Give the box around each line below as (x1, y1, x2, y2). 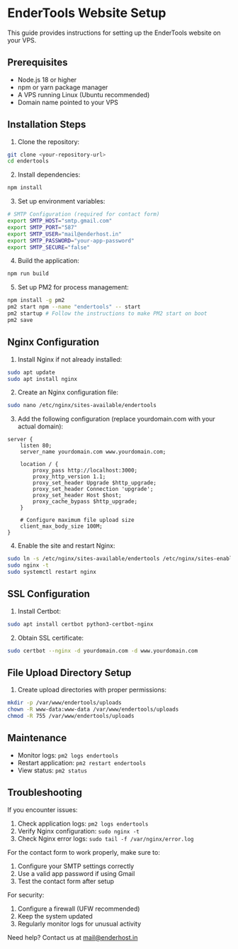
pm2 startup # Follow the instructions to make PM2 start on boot (7, 310, 208, 317)
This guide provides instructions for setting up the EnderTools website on (7, 28, 221, 37)
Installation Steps (7, 118, 86, 131)
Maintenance (7, 732, 67, 744)
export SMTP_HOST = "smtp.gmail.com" (7, 218, 113, 225)
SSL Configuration (7, 588, 91, 600)
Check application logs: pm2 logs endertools (17, 819, 149, 828)
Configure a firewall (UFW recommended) (17, 904, 140, 913)
